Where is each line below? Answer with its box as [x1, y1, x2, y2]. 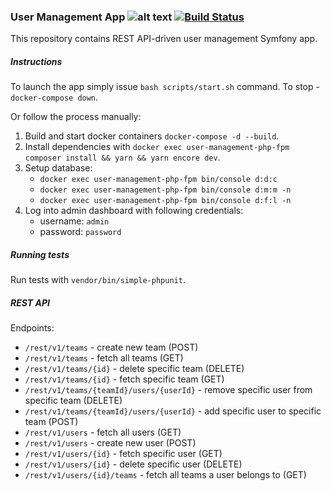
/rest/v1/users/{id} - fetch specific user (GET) [24, 448, 223, 460]
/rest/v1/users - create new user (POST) [24, 437, 197, 449]
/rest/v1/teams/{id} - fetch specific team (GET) [24, 373, 225, 385]
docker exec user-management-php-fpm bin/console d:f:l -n [39, 196, 292, 206]
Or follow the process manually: [10, 111, 142, 123]
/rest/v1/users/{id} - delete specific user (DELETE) [24, 458, 243, 470]
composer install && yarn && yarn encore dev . [24, 151, 221, 164]
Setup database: [24, 162, 93, 174]
